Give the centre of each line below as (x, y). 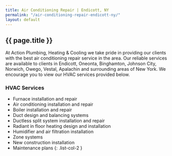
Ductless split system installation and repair (59, 121)
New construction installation (44, 143)
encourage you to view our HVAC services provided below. (68, 74)
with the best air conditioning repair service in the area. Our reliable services (86, 58)
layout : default (23, 19)
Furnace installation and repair (45, 99)
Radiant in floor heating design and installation (62, 126)
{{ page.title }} (29, 40)
